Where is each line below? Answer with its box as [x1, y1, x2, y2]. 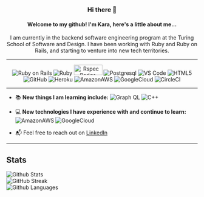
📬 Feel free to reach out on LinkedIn [15, 129, 108, 136]
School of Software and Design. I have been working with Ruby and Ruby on [7, 41, 197, 48]
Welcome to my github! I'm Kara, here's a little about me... [27, 21, 177, 28]
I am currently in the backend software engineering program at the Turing [10, 34, 194, 41]
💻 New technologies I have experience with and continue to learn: [15, 108, 186, 116]
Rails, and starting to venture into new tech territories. [35, 47, 169, 54]
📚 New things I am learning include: [15, 94, 109, 101]
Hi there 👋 [87, 5, 117, 14]
